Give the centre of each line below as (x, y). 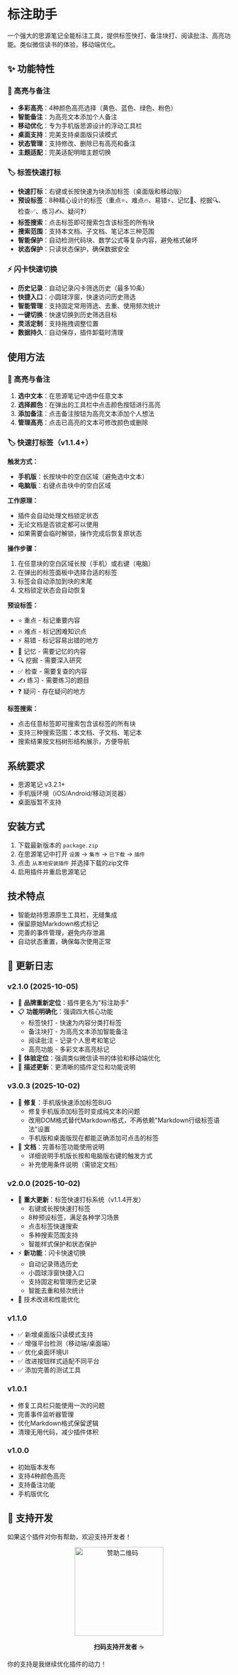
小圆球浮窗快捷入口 (56, 1273)
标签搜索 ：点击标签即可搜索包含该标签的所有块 (86, 222)
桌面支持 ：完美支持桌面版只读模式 (67, 134)
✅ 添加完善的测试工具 (49, 1370)
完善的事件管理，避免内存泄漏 (61, 932)
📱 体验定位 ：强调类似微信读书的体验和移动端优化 (89, 1058)
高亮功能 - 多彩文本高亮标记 (69, 1049)
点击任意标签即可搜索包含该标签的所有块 (76, 724)
